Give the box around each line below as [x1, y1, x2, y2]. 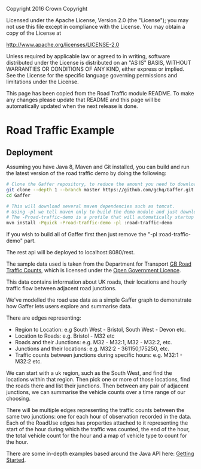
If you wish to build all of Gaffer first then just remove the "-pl [6, 231, 157, 238]
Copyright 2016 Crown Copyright [6, 5, 88, 12]
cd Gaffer [6, 192, 31, 199]
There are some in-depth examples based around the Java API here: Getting [6, 450, 194, 458]
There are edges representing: [6, 314, 82, 321]
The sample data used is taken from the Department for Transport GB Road [6, 260, 191, 267]
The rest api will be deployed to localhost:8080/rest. [6, 249, 135, 256]
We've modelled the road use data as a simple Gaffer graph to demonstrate [6, 296, 192, 303]
